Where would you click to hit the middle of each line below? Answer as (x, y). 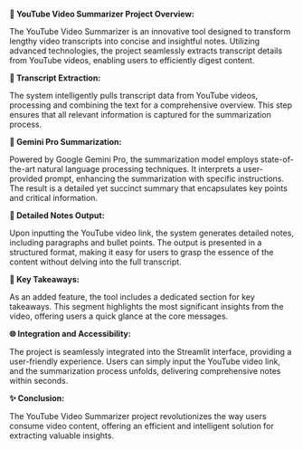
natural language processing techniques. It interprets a (139, 169)
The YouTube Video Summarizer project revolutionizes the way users (138, 416)
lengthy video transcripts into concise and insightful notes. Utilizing (135, 41)
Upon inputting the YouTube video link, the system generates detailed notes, (151, 233)
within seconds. (39, 381)
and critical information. (53, 198)
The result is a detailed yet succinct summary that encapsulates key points (148, 188)
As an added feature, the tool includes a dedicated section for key (132, 297)
